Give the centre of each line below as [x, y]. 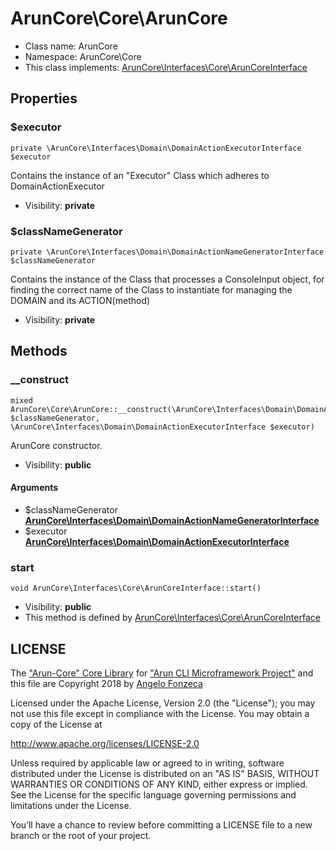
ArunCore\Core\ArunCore [119, 18]
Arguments [34, 488]
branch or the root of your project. [81, 835]
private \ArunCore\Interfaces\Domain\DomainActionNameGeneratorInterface [167, 252]
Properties [44, 98]
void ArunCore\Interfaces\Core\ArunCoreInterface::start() [136, 588]
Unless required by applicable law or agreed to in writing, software [147, 763]
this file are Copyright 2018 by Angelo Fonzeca [106, 683]
